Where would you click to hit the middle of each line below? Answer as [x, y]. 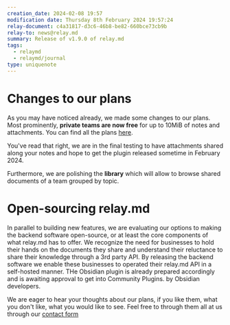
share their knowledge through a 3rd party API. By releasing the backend [111, 257]
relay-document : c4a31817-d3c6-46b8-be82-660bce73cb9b [87, 26]
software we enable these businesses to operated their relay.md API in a [110, 264]
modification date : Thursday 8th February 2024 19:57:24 [90, 20]
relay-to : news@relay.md [43, 33]
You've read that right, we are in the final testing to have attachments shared [115, 146]
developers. [24, 286]
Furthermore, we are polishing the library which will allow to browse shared [114, 173]
